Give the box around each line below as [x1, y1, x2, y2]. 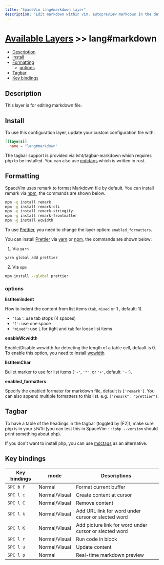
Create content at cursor [76, 491, 132, 498]
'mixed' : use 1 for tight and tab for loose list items [12, 326, 112, 332]
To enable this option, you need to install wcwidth [5, 350, 105, 356]
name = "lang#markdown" [9, 143, 58, 149]
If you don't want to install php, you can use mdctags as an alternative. [5, 440, 147, 446]
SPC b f [7, 484, 25, 489]
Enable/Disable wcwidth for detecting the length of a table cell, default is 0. [5, 345, 156, 351]
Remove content [76, 499, 114, 506]
